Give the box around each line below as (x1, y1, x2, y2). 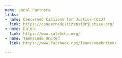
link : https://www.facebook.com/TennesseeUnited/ (9, 41, 117, 46)
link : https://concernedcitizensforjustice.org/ (9, 21, 115, 27)
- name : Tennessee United (5, 36, 60, 41)
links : (5, 12, 19, 17)
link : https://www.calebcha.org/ (9, 31, 81, 36)
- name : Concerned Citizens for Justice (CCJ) (5, 17, 106, 22)
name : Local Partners (5, 7, 51, 13)
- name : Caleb (5, 26, 35, 32)
